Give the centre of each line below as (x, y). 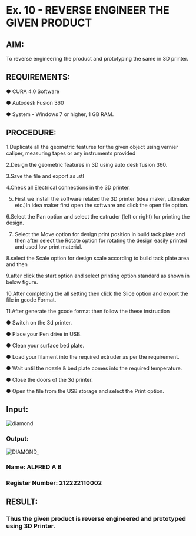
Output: (17, 439)
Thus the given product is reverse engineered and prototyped (96, 518)
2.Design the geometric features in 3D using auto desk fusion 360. (87, 164)
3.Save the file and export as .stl (45, 176)
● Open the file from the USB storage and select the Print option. (85, 391)
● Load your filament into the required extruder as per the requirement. (93, 356)
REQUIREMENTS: (38, 77)
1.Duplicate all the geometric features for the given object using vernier (92, 147)
